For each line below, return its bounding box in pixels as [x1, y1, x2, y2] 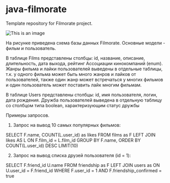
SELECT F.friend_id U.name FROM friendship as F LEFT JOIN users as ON [6, 162, 160, 168]
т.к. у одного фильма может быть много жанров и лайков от [6, 71, 136, 77]
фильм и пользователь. [6, 45, 56, 51]
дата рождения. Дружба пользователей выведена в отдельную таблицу [6, 97, 162, 103]
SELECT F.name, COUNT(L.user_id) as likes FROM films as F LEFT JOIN [6, 131, 156, 138]
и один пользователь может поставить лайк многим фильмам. [6, 82, 142, 88]
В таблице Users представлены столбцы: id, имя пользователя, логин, [6, 91, 157, 98]
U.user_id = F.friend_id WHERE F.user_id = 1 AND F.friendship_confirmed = [6, 167, 162, 173]
